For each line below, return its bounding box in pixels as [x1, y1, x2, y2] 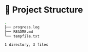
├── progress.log [4, 25, 40, 29]
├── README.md [4, 29, 34, 34]
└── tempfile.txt [4, 34, 40, 39]
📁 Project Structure [4, 4, 83, 15]
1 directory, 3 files [4, 42, 49, 47]
